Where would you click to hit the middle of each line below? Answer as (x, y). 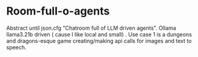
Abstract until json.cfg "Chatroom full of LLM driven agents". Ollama (91, 28)
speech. (16, 47)
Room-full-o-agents (58, 11)
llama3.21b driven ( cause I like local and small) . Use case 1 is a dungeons (99, 34)
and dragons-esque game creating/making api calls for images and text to (99, 41)
